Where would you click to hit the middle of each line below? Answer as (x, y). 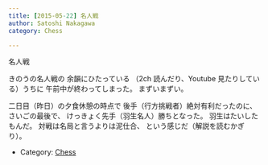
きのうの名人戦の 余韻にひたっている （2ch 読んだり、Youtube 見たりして (131, 79)
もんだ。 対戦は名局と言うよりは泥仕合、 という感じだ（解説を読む (120, 126)
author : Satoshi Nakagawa (52, 23)
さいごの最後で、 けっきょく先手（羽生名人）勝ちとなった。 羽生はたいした (134, 116)
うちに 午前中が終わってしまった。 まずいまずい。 (105, 89)
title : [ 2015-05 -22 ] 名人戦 (54, 16)
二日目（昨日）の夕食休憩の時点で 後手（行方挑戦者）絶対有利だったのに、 (133, 106)
